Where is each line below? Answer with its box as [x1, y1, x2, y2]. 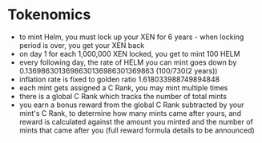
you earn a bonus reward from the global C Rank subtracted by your [18, 100, 244, 109]
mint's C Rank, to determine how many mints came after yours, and [18, 108, 242, 117]
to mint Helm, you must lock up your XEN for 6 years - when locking [18, 32, 244, 42]
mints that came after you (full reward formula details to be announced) [18, 125, 256, 135]
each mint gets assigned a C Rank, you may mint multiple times [18, 82, 228, 93]
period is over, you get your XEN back [18, 40, 145, 50]
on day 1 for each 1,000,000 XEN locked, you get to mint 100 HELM [18, 49, 241, 58]
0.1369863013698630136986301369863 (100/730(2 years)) [18, 66, 218, 75]
